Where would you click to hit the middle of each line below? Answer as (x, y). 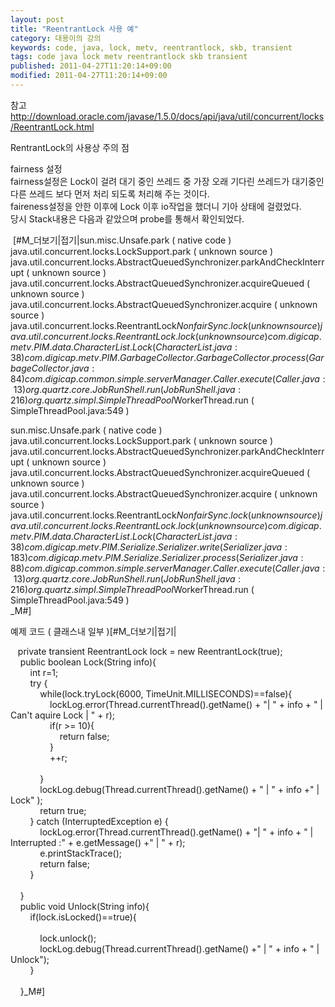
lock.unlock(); (68, 938)
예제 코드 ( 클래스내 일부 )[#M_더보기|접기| (93, 631)
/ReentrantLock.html (52, 127)
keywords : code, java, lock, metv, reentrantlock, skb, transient (151, 47)
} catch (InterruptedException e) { (99, 821)
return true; (63, 810)
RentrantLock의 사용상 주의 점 (70, 147)
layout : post (37, 19)
